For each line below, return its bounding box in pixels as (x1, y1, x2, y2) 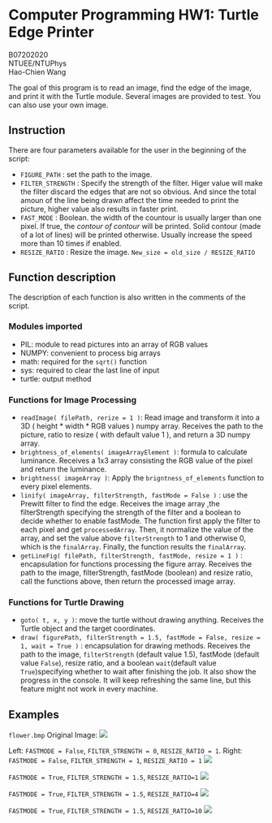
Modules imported (8, 321, 83, 332)
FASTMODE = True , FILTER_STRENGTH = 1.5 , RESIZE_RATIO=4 (8, 789, 199, 799)
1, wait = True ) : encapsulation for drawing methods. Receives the (19, 641, 251, 651)
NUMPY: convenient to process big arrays (19, 347, 161, 358)
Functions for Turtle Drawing (8, 597, 124, 608)
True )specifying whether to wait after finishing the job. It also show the (19, 667, 257, 677)
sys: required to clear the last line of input (19, 365, 160, 375)
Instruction (8, 123, 66, 137)
